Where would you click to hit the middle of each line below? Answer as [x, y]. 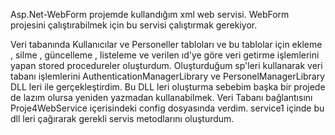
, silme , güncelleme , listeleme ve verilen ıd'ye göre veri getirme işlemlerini [165, 55]
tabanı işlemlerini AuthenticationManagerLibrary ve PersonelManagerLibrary [168, 76]
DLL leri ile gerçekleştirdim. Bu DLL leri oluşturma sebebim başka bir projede [168, 87]
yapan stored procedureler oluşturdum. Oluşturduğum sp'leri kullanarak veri [166, 65]
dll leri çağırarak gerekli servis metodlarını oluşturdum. [122, 118]
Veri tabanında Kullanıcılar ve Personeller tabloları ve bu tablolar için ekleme [166, 44]
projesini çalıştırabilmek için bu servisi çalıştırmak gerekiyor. [134, 25]
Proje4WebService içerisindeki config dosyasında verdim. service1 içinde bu [167, 108]
